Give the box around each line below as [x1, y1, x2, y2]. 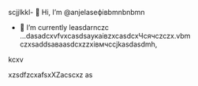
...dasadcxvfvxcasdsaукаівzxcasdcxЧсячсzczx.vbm [19, 32, 191, 40]
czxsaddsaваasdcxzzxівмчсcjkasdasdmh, [19, 39, 158, 49]
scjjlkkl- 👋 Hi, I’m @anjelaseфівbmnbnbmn [8, 8, 145, 17]
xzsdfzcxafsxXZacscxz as [8, 70, 93, 79]
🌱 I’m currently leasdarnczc [19, 23, 109, 32]
